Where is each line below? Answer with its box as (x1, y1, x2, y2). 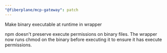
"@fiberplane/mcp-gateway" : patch (5, 7, 79, 13)
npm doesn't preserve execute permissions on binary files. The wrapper (5, 31, 157, 37)
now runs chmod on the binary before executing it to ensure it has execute (5, 36, 162, 42)
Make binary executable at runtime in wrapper (5, 21, 102, 27)
